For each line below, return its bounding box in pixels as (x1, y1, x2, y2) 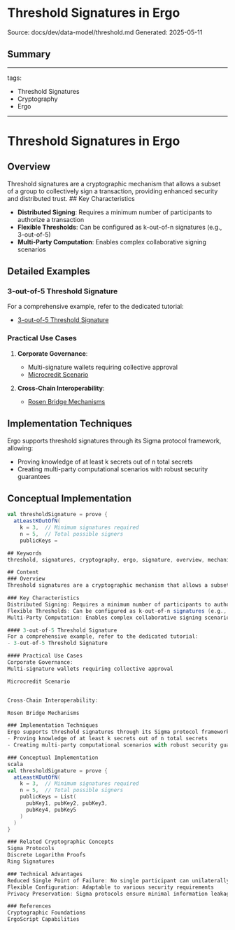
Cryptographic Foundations (7, 909, 86, 917)
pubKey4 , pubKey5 (25, 806, 77, 813)
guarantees (17, 472, 51, 480)
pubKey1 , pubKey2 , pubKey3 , (25, 800, 108, 807)
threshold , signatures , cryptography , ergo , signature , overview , (7, 556, 205, 563)
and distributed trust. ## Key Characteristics (7, 194, 135, 202)
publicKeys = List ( (20, 793, 77, 800)
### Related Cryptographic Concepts (7, 838, 114, 845)
